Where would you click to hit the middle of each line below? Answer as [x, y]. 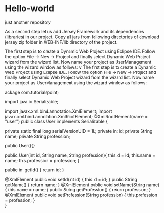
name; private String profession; [37, 136]
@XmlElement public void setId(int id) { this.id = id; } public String [71, 179]
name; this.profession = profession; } [42, 160]
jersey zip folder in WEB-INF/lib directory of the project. [61, 42]
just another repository [28, 22]
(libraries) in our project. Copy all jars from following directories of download [82, 37]
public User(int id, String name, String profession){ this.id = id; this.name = [80, 155]
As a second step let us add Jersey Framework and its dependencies [75, 31]
